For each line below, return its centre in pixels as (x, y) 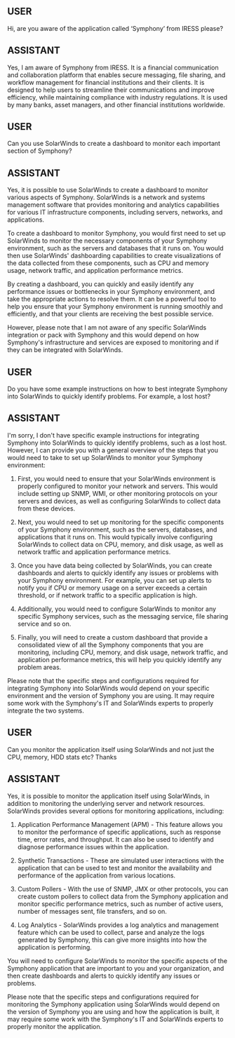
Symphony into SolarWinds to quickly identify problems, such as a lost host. (117, 443)
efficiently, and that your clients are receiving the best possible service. (110, 314)
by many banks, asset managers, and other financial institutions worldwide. (116, 105)
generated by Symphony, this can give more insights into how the (112, 940)
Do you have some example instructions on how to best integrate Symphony (117, 389)
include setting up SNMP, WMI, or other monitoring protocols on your (117, 493)
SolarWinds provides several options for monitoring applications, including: (116, 811)
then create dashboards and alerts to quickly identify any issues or (103, 976)
